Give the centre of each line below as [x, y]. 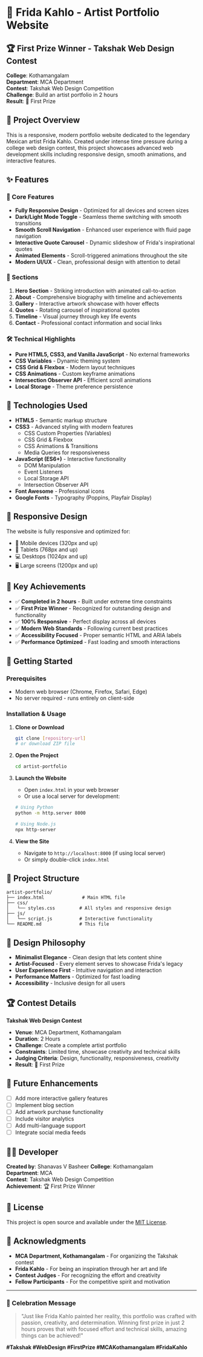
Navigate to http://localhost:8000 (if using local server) [95, 853]
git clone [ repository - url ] [50, 738]
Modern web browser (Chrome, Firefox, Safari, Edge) [81, 692]
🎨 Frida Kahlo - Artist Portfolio [83, 12]
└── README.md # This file [58, 924]
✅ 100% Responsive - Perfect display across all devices [85, 622]
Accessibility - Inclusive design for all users [70, 983]
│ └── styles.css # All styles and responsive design [89, 908]
